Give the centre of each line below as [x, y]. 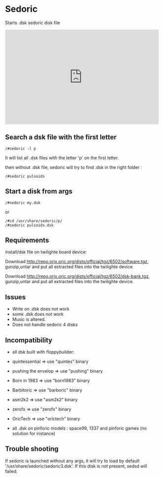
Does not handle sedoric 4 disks [45, 325]
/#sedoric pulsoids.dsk [29, 225]
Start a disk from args [39, 191]
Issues [15, 297]
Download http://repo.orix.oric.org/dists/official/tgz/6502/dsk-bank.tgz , [78, 276]
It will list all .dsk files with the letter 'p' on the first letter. [62, 158]
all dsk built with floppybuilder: [43, 352]
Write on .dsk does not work [41, 309]
